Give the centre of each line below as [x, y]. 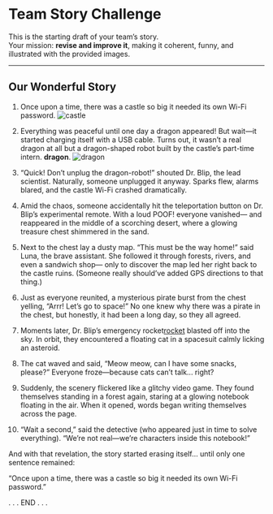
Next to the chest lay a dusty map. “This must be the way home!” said [137, 247]
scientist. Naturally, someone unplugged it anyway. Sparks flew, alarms [139, 181]
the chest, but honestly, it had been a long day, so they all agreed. [130, 314]
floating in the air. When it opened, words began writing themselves [133, 405]
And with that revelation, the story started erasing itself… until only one [127, 454]
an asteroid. [40, 348]
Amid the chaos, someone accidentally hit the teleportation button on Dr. [142, 205]
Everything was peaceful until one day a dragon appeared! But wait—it [139, 131]
